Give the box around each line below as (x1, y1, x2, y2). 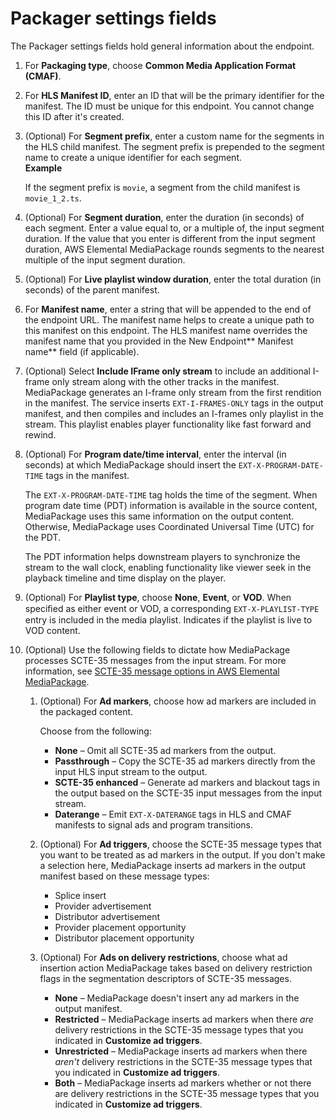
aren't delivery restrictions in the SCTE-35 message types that (54, 1055, 313, 1067)
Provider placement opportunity (54, 921, 187, 933)
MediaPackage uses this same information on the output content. (24, 510, 295, 522)
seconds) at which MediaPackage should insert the (24, 458, 237, 471)
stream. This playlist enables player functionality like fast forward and (24, 418, 312, 430)
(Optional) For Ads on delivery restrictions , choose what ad (39, 951, 288, 963)
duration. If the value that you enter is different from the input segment (24, 232, 316, 244)
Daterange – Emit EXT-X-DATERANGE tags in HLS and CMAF (54, 808, 292, 820)
